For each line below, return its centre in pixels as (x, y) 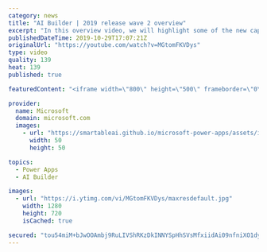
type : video (28, 52)
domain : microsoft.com (53, 118)
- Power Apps (37, 169)
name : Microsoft (42, 111)
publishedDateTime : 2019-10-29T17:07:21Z (78, 38)
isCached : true (48, 221)
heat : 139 (25, 68)
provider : (25, 103)
